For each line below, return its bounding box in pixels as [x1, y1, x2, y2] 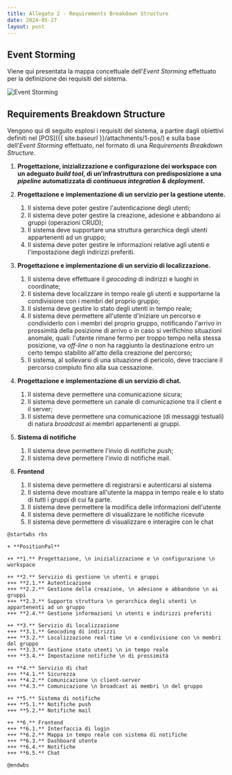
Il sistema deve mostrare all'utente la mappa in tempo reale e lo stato [27, 488, 224, 496]
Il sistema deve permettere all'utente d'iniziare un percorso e [27, 312, 201, 320]
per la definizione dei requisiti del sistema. [7, 74, 128, 83]
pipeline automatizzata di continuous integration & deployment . [17, 177, 206, 185]
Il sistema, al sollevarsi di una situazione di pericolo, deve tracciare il [27, 356, 223, 364]
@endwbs [7, 762, 30, 769]
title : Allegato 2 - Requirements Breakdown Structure [7, 10, 169, 17]
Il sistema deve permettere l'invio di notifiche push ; [27, 447, 174, 454]
